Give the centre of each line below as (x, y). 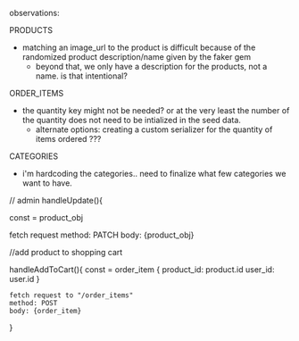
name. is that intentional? (81, 76)
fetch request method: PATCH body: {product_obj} (102, 235)
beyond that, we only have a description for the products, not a (151, 67)
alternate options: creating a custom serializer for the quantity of (154, 129)
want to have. (47, 183)
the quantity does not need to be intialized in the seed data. (131, 120)
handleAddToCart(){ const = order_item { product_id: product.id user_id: (142, 270)
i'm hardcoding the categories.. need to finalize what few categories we (154, 174)
